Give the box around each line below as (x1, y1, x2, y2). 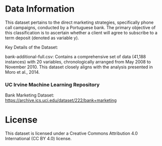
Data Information (5, 3, 75, 15)
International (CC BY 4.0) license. (5, 136, 72, 142)
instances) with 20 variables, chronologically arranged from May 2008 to (5, 59, 151, 65)
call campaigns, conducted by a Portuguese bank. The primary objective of (5, 24, 156, 30)
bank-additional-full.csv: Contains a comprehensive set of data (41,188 (5, 53, 146, 59)
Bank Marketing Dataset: (5, 92, 54, 98)
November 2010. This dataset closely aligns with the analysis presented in (5, 64, 153, 70)
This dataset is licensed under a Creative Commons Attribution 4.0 (5, 130, 138, 136)
